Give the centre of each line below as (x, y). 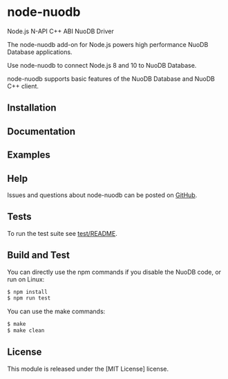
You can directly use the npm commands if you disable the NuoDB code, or (114, 272)
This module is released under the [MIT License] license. (88, 369)
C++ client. (23, 86)
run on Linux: (26, 279)
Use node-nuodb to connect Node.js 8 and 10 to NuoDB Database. (102, 65)
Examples (29, 155)
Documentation (41, 131)
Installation (32, 108)
